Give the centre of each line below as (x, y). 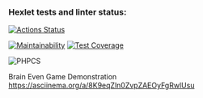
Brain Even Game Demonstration (63, 77)
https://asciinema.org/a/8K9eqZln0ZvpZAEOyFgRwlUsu (101, 85)
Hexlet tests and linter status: (68, 12)
